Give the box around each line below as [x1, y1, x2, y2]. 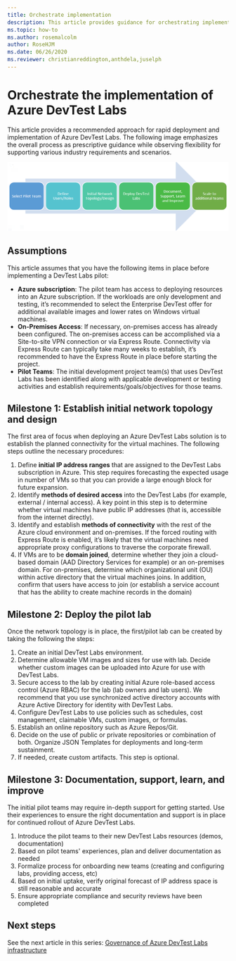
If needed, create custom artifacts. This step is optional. [17, 753, 180, 762]
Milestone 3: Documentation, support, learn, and [7, 774, 225, 786]
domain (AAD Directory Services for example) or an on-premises [37, 558, 225, 566]
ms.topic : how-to [7, 26, 58, 33]
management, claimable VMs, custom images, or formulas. [17, 716, 188, 724]
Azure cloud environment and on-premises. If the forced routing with [17, 528, 217, 537]
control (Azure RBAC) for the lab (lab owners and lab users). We [17, 686, 203, 694]
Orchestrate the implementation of [7, 87, 214, 104]
